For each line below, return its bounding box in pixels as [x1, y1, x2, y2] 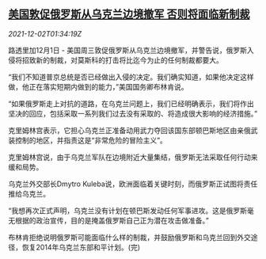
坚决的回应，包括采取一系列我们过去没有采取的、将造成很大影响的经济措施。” [8, 109, 258, 118]
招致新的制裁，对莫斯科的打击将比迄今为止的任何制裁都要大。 [21, 55, 223, 65]
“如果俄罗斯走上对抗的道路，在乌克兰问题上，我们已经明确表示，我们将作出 [8, 98, 255, 109]
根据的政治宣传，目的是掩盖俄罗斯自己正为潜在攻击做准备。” [14, 215, 210, 225]
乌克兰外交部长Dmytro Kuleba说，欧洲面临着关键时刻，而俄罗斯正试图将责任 [8, 179, 258, 189]
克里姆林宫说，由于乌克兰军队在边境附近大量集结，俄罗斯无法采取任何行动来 [8, 152, 258, 162]
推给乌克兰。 [8, 189, 50, 198]
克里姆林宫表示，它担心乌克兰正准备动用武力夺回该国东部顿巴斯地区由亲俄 [8, 125, 251, 135]
